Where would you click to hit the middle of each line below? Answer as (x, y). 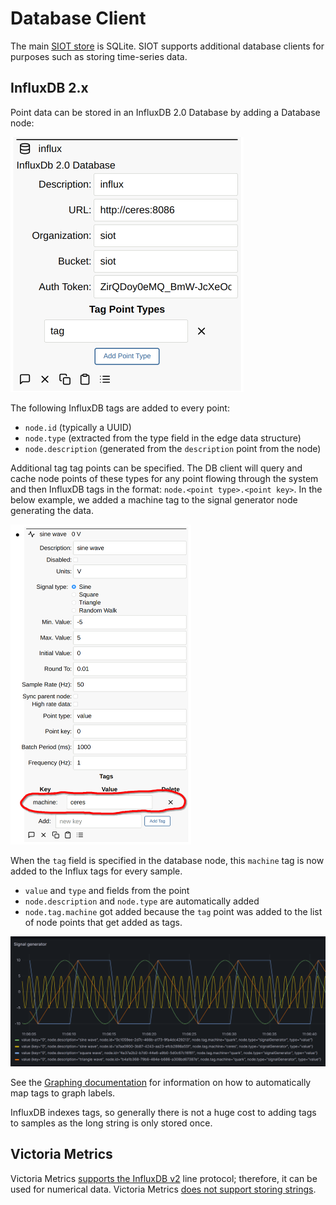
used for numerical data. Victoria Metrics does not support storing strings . (163, 1189)
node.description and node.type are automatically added (142, 901)
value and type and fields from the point (107, 890)
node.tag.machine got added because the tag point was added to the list (173, 911)
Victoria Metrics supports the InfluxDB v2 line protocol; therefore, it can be (164, 1178)
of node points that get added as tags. (103, 922)
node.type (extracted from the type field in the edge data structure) (163, 438)
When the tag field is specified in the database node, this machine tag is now (167, 860)
